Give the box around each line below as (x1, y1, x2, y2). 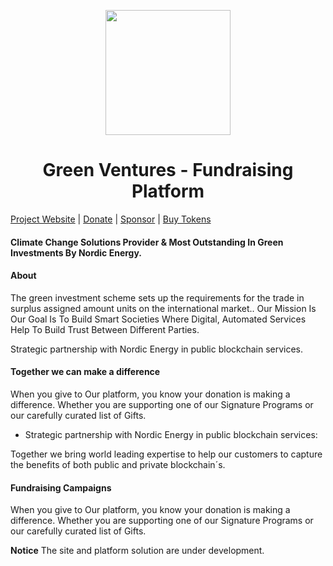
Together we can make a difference (10, 366, 161, 378)
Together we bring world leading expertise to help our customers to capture (10, 448, 323, 460)
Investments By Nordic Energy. (10, 246, 142, 259)
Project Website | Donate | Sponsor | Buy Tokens (10, 213, 212, 225)
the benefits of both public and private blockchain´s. (10, 458, 226, 470)
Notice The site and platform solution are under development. (10, 545, 265, 557)
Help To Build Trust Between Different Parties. (10, 323, 200, 335)
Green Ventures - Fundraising (42, 159, 294, 182)
